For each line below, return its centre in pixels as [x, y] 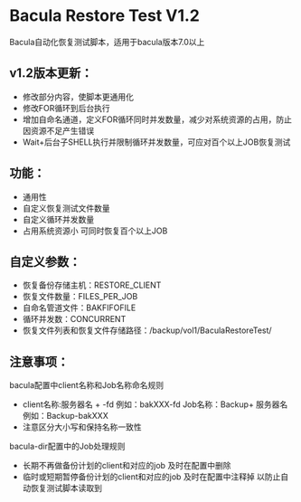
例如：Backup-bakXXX [65, 416]
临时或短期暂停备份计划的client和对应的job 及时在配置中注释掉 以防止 [151, 477]
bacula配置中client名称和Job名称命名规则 [87, 385]
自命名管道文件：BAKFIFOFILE [79, 308]
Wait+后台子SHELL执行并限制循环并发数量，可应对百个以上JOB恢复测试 [156, 142]
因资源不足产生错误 [58, 130]
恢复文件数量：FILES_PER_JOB [80, 297]
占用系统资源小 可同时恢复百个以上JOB [95, 231]
